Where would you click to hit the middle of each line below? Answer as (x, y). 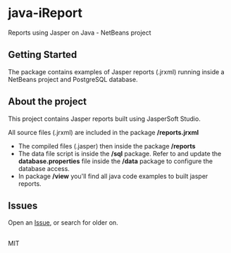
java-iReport (45, 13)
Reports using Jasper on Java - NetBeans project (80, 33)
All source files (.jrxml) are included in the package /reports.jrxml (104, 132)
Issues (23, 205)
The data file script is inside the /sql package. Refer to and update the (120, 153)
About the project (48, 101)
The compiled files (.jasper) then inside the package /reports (107, 146)
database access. (44, 168)
